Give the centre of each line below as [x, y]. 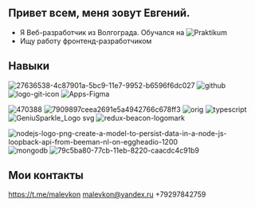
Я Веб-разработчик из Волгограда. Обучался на [102, 32]
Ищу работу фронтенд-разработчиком [86, 41]
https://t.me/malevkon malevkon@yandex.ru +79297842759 [107, 194]
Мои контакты [46, 175]
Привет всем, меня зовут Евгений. [99, 13]
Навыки [29, 66]
